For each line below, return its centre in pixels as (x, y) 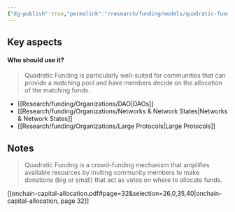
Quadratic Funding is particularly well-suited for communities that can (125, 76)
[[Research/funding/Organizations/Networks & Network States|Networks (122, 111)
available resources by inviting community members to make (112, 173)
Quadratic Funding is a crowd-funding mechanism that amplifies (117, 165)
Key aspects (35, 42)
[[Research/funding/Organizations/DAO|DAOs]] (85, 104)
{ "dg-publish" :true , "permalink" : (56, 14)
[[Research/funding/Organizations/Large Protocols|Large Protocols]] (116, 126)
